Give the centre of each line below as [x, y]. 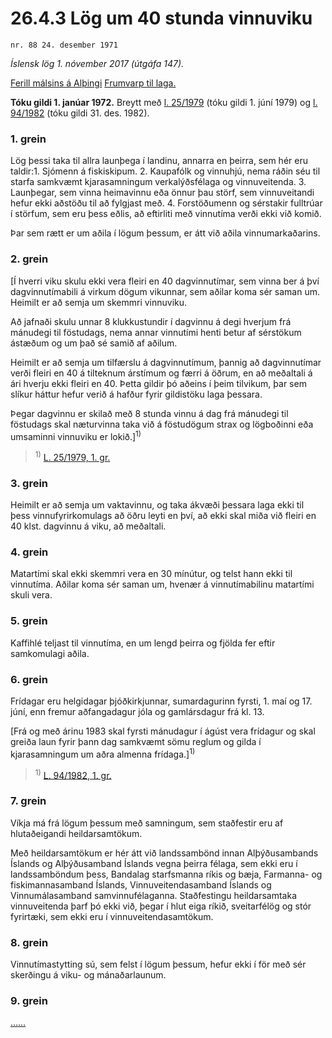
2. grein [29, 259]
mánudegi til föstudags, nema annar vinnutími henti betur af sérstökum [156, 332]
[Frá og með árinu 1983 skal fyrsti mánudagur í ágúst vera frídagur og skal [163, 731]
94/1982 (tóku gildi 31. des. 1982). [80, 113]
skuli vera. [31, 595]
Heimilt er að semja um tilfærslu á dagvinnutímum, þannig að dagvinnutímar [166, 362]
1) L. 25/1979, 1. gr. [72, 456]
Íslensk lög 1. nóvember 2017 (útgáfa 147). [97, 63]
